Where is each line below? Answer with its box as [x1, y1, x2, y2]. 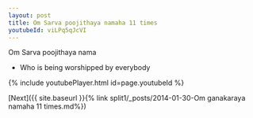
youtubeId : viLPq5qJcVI [8, 26, 87, 34]
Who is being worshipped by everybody [19, 63, 151, 72]
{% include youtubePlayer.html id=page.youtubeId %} [8, 78, 185, 87]
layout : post [8, 11, 52, 20]
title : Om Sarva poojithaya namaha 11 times [8, 19, 158, 27]
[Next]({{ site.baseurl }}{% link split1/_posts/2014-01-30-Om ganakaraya [8, 94, 246, 103]
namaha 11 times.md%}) [8, 101, 87, 111]
